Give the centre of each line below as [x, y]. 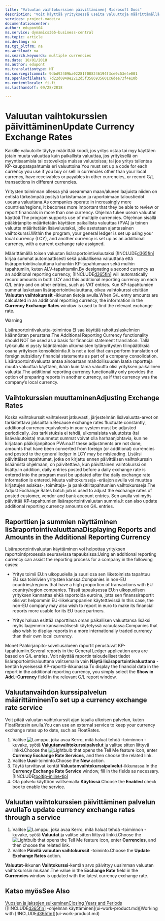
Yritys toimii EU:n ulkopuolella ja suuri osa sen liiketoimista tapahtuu [81, 574]
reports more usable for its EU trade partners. [58, 611]
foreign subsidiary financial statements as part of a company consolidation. [82, 356]
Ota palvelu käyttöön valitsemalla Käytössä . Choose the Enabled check [84, 781]
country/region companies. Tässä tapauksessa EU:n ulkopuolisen [79, 590]
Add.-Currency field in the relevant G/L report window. [61, 677]
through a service [33, 818]
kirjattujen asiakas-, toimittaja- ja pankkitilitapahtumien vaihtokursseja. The [80, 485]
